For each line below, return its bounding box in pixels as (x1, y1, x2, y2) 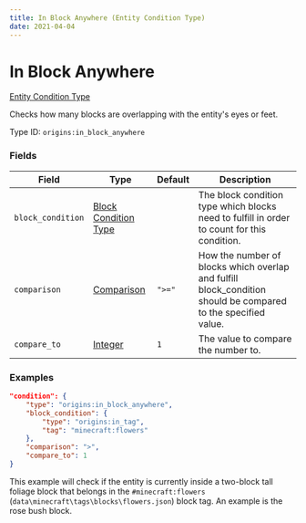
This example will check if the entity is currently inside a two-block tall (9, 476, 273, 486)
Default (156, 173, 189, 185)
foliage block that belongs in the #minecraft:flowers (9, 486, 206, 497)
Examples (9, 371, 55, 383)
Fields (9, 150, 37, 162)
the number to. (198, 343, 261, 356)
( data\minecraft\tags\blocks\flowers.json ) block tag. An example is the (9, 495, 283, 507)
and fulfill (198, 271, 239, 284)
